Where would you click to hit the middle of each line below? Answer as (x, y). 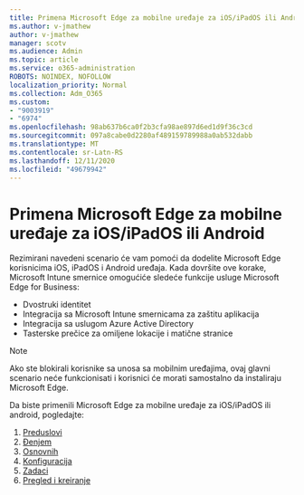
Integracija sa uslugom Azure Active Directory (108, 324)
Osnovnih (40, 452)
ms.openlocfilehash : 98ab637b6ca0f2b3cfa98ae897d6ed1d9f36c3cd (131, 128)
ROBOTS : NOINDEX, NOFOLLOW (60, 77)
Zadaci (35, 471)
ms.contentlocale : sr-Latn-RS (66, 152)
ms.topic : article (44, 60)
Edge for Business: (44, 287)
